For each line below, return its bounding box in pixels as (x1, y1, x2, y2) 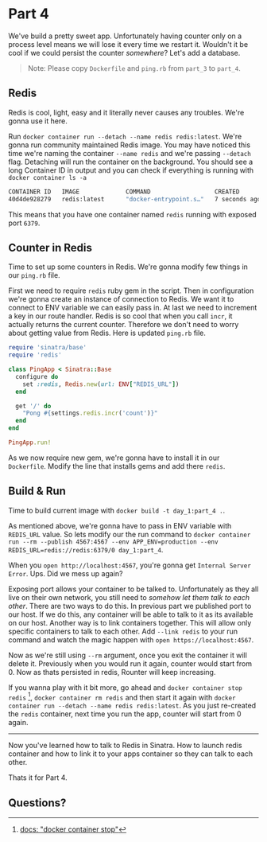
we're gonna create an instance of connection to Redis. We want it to (8, 294, 234, 304)
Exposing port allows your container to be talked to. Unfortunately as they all (8, 584, 259, 594)
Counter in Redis (8, 240, 93, 255)
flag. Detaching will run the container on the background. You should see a (8, 157, 253, 166)
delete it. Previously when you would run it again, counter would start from (8, 658, 253, 669)
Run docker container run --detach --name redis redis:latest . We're (8, 131, 242, 141)
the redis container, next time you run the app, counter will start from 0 (8, 709, 242, 719)
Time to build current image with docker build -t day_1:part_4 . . (8, 505, 226, 515)
